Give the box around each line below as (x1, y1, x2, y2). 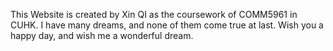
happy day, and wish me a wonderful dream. (10, 30, 194, 41)
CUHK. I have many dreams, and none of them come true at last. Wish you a (10, 19, 324, 31)
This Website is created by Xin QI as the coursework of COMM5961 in (10, 9, 298, 20)
